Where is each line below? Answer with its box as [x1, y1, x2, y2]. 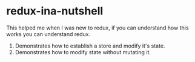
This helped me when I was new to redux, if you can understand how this [6, 24, 189, 31]
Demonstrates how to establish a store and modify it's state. [15, 42, 165, 49]
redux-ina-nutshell [6, 4, 104, 18]
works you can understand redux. [6, 30, 91, 37]
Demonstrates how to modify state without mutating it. [15, 48, 151, 55]
